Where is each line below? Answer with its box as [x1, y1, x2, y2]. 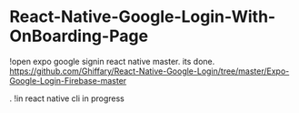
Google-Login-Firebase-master [9, 75, 127, 86]
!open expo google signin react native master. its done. [9, 56, 215, 67]
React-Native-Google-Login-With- [9, 6, 276, 27]
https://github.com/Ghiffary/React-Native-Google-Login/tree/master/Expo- [9, 66, 290, 77]
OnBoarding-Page [9, 26, 148, 46]
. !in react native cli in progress [9, 93, 125, 104]
